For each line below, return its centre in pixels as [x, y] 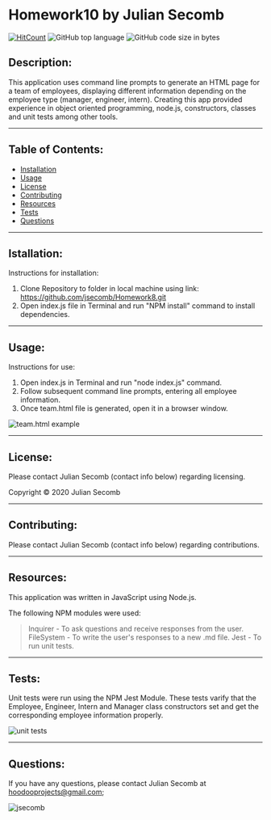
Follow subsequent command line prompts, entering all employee [128, 391]
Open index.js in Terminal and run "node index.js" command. [121, 383]
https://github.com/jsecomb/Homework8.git [93, 298]
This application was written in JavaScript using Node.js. [102, 597]
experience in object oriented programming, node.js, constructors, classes [132, 108]
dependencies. [45, 315]
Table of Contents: [56, 150]
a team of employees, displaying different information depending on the [127, 91]
